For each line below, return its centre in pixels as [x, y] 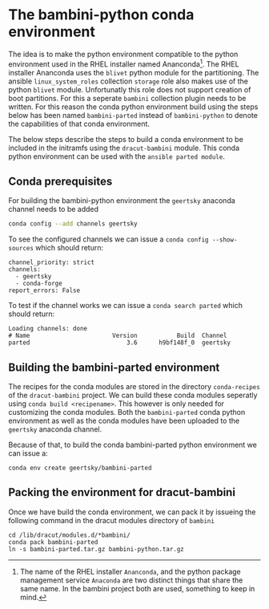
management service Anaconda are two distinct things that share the [131, 580]
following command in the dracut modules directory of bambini [111, 520]
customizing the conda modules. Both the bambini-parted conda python [127, 412]
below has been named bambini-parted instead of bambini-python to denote [133, 115]
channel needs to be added [53, 209]
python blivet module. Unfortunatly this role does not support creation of [130, 89]
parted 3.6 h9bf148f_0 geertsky [119, 343]
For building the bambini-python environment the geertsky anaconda [122, 201]
